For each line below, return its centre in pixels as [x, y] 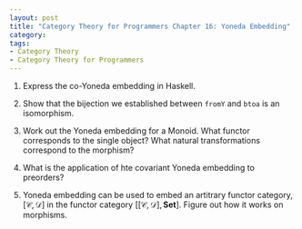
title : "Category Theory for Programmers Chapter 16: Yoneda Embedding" [150, 26]
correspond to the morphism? [78, 150]
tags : [20, 43]
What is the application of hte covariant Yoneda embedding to [138, 168]
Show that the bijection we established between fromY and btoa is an [151, 104]
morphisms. [45, 215]
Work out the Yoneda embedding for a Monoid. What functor [136, 131]
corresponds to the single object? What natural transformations [141, 140]
